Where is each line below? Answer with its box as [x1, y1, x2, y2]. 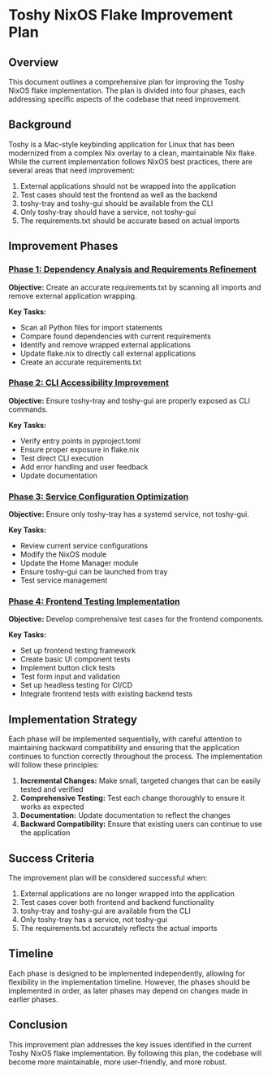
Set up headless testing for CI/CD [19, 680, 133, 690]
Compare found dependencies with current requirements [19, 331, 211, 341]
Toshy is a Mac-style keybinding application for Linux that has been [8, 139, 235, 149]
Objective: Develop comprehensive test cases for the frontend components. [8, 614, 264, 624]
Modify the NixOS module [19, 549, 107, 559]
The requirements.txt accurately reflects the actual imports [19, 924, 218, 933]
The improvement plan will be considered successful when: [8, 873, 208, 883]
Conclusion [8, 1018, 68, 1032]
